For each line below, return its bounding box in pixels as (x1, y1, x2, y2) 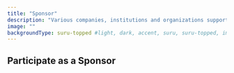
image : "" (7, 23, 36, 30)
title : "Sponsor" (7, 10, 58, 17)
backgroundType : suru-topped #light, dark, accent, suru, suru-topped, (7, 29, 219, 36)
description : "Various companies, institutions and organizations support (7, 17, 229, 23)
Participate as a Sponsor (7, 54, 116, 66)
